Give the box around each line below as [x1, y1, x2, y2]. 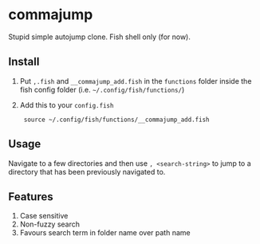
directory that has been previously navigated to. [8, 167, 166, 176]
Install [8, 55, 40, 69]
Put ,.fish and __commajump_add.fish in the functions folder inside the [19, 76, 252, 85]
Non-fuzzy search [19, 219, 81, 229]
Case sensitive [19, 211, 69, 221]
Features [8, 190, 53, 203]
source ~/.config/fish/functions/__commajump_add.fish [23, 116, 210, 124]
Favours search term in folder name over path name [19, 228, 191, 238]
